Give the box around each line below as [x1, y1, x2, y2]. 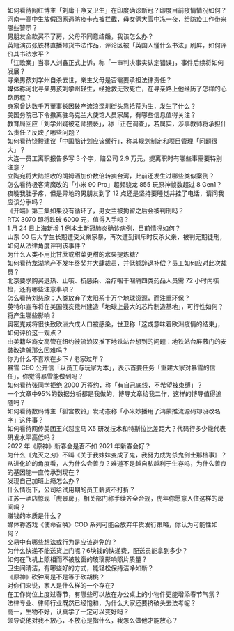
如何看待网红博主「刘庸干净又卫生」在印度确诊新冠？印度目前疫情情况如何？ [7, 6, 227, 14]
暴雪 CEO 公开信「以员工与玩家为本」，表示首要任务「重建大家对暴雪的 [7, 363, 210, 372]
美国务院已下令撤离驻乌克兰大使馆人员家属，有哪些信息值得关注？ [7, 111, 196, 119]
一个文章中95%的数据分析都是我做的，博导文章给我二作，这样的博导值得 [7, 390, 216, 397]
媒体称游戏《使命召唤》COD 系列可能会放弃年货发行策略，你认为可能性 [7, 520, 212, 529]
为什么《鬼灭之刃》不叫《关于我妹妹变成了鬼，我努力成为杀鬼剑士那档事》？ [7, 450, 227, 459]
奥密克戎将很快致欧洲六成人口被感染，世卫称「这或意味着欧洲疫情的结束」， [7, 320, 224, 328]
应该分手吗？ [7, 198, 44, 206]
